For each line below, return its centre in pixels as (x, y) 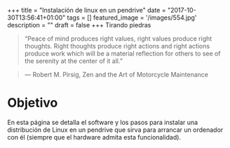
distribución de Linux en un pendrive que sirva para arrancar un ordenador (115, 130)
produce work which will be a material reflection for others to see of (122, 53)
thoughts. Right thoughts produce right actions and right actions (117, 46)
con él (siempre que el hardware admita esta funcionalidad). (94, 137)
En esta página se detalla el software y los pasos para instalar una (103, 122)
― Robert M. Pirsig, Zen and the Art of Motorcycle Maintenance (116, 74)
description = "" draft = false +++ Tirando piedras (79, 25)
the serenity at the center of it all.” (73, 61)
